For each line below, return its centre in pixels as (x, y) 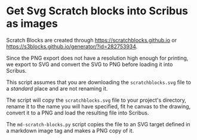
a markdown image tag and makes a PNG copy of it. (70, 130)
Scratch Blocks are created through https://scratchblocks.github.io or (92, 40)
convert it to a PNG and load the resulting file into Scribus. (78, 113)
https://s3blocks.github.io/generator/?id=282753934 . (72, 46)
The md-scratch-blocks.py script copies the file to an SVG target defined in (98, 124)
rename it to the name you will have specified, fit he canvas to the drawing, (98, 106)
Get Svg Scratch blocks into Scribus (97, 11)
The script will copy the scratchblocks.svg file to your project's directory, (96, 100)
